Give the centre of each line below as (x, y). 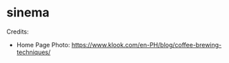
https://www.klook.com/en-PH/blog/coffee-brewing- (147, 45)
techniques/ (33, 52)
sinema (28, 13)
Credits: (18, 32)
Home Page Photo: (43, 45)
